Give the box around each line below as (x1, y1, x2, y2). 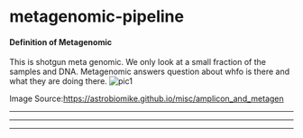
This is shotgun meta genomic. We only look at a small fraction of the (9, 57, 266, 68)
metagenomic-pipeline (9, 6, 185, 27)
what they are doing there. (9, 76, 108, 87)
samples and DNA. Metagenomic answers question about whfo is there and (9, 66, 290, 78)
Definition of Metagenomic (9, 36, 113, 47)
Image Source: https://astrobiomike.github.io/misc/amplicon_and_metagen (9, 93, 284, 105)
